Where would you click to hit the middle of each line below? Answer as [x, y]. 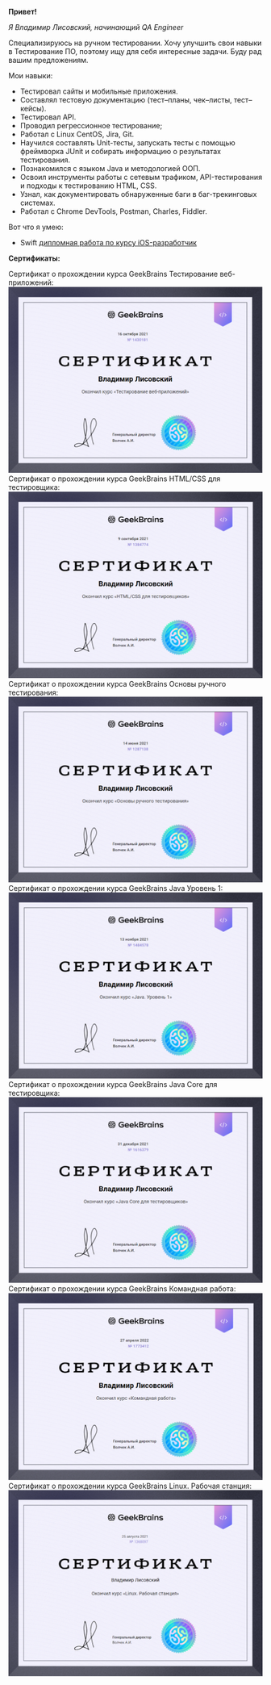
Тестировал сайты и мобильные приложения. [99, 91]
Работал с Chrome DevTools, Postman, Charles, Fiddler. [113, 211]
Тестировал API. [48, 117]
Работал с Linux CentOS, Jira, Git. [77, 134]
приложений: [31, 282]
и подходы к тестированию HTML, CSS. [88, 186]
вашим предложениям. [48, 60]
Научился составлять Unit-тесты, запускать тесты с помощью [127, 143]
